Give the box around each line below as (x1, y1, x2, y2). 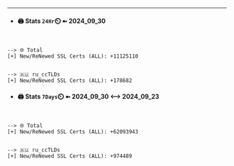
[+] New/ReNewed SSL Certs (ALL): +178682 (7, 77, 132, 84)
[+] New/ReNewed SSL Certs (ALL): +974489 (7, 153, 132, 160)
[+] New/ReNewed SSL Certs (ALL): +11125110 (7, 53, 139, 60)
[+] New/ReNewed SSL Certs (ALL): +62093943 (7, 128, 139, 135)
